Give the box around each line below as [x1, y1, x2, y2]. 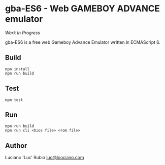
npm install [5, 66, 30, 71]
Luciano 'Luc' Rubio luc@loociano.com [5, 155, 84, 161]
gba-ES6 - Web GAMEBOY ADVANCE [5, 3, 160, 14]
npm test [5, 97, 23, 102]
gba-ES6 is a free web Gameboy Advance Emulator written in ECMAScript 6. [5, 39, 161, 45]
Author [5, 141, 27, 150]
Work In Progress [5, 30, 40, 35]
